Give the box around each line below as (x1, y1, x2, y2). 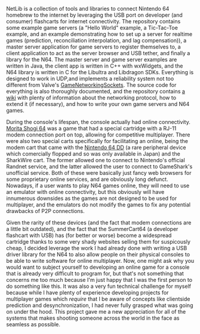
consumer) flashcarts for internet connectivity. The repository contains (6, 18, 181, 25)
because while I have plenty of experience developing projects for (6, 289, 169, 296)
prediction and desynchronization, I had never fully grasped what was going (6, 302, 193, 309)
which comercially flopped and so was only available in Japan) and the (6, 150, 180, 157)
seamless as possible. (6, 321, 61, 328)
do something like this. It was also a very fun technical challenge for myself (6, 283, 191, 290)
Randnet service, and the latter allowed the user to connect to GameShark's (6, 163, 193, 170)
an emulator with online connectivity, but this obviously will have (6, 189, 165, 195)
